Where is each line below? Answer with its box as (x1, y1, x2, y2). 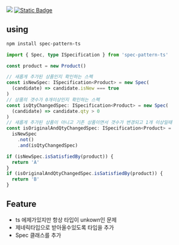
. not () (17, 137, 34, 143)
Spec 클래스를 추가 (15, 231, 61, 239)
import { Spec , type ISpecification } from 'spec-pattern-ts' (6, 52, 169, 58)
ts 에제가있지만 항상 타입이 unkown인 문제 (15, 216, 117, 224)
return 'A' (12, 159, 40, 165)
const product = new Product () (6, 63, 86, 69)
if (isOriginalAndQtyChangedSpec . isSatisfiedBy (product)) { (6, 171, 164, 177)
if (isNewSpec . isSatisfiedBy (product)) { (6, 154, 114, 160)
